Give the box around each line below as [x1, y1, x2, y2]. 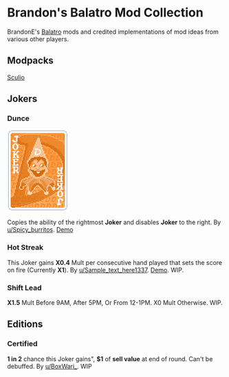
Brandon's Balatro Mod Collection [7, 5, 204, 21]
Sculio [7, 73, 25, 81]
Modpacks [7, 55, 54, 67]
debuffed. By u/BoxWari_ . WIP [7, 362, 93, 370]
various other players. [7, 34, 69, 43]
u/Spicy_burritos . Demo [7, 226, 74, 234]
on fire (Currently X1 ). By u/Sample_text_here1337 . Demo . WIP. [7, 266, 184, 274]
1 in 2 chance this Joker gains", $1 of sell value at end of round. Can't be [7, 354, 213, 363]
